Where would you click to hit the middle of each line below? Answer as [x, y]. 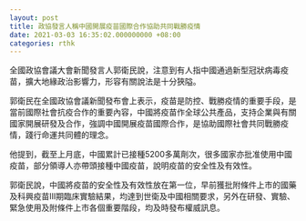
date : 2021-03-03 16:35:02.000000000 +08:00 [95, 35]
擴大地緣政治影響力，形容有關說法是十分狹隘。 [113, 82]
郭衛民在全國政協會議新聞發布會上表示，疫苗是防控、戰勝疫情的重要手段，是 [153, 101]
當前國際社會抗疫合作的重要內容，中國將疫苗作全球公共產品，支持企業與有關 [153, 112]
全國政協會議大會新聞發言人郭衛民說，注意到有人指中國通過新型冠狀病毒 [145, 70]
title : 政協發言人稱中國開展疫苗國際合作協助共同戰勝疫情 [105, 26]
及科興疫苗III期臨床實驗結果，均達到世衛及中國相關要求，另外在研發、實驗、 [153, 196]
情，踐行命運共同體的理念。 [61, 135]
